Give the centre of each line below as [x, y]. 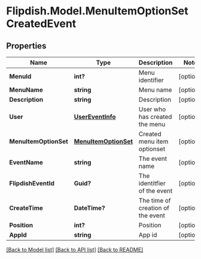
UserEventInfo [95, 117]
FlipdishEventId [32, 183]
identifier [151, 80]
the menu [152, 124]
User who [152, 109]
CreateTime [26, 208]
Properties [26, 46]
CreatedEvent [41, 24]
